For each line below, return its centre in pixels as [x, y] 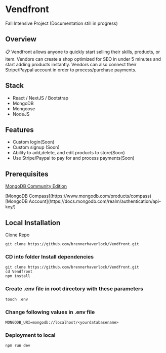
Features [19, 130]
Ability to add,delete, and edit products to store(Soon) [69, 153]
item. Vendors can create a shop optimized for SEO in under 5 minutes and [83, 59]
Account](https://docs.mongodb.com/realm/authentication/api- [95, 201]
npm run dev [18, 346]
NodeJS [21, 114]
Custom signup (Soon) [36, 147]
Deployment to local [30, 335]
